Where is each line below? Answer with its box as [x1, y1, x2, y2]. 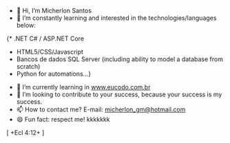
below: [16, 21, 36, 29]
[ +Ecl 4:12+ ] [6, 129, 45, 137]
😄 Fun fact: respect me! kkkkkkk [16, 115, 110, 123]
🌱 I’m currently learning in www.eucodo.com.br [16, 83, 151, 91]
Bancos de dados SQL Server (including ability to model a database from [16, 55, 223, 63]
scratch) [16, 63, 41, 70]
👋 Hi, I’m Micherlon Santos [16, 7, 92, 14]
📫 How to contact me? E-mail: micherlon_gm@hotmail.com [16, 105, 186, 113]
